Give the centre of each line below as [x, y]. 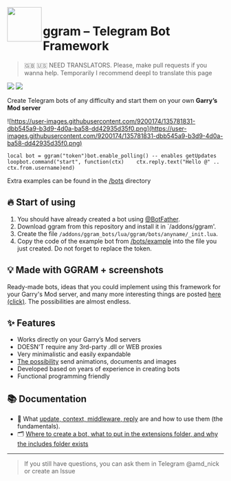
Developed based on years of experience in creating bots [98, 369]
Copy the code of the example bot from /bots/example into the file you [117, 241]
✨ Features [31, 323]
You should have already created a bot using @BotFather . [98, 219]
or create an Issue [49, 471]
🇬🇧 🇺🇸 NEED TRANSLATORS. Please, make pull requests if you [115, 65]
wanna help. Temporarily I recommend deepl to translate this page [118, 72]
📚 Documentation [47, 399]
